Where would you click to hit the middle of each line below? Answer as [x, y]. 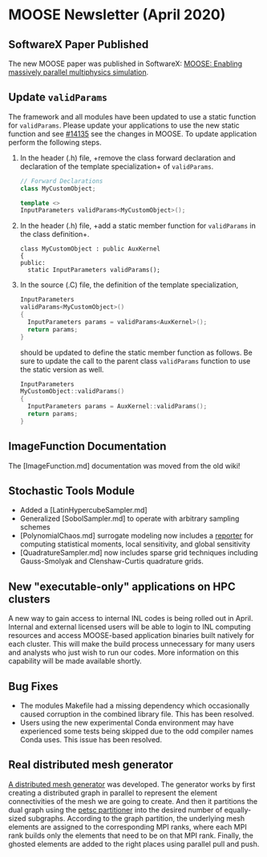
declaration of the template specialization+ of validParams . [117, 166]
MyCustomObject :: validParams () [72, 392]
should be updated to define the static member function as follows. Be [136, 352]
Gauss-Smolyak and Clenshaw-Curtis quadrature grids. [112, 561]
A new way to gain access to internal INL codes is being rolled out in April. [131, 619]
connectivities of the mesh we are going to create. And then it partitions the [133, 801]
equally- [238, 810]
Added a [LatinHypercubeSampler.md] [83, 510]
